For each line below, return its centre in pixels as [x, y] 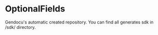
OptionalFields [35, 9]
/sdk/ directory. [20, 27]
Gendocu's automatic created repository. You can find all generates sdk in [79, 22]
